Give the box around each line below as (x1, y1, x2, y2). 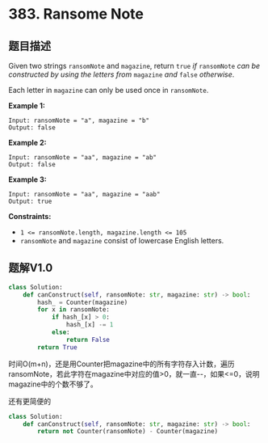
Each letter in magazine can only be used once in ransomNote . (8, 86, 209, 95)
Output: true (8, 197, 52, 205)
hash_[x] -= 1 (65, 321, 114, 329)
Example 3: (8, 175, 47, 184)
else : (51, 328, 70, 336)
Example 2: (8, 138, 47, 147)
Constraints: (8, 212, 52, 221)
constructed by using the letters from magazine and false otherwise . (8, 70, 235, 79)
